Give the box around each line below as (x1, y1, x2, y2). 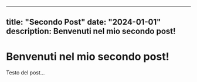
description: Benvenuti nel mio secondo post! (6, 26, 176, 36)
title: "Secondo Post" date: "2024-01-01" (6, 17, 161, 27)
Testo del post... (6, 69, 45, 76)
